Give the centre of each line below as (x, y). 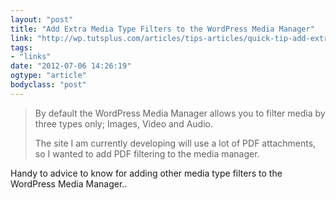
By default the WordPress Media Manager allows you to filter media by (180, 113)
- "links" (31, 57)
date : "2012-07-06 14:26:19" (71, 66)
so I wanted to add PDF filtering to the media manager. (147, 153)
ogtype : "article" (48, 76)
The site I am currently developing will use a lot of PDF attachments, (175, 143)
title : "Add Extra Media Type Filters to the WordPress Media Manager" (162, 29)
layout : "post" (42, 19)
